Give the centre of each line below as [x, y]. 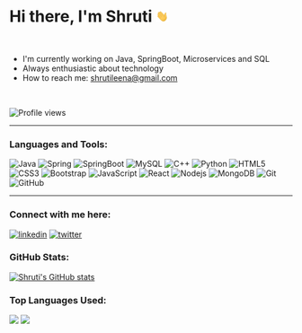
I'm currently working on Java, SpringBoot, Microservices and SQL [146, 58]
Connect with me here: [60, 215]
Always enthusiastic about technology [93, 68]
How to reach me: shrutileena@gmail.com [100, 77]
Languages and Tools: [58, 144]
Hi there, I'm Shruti [81, 17]
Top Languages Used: [58, 300]
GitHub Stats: [40, 258]
